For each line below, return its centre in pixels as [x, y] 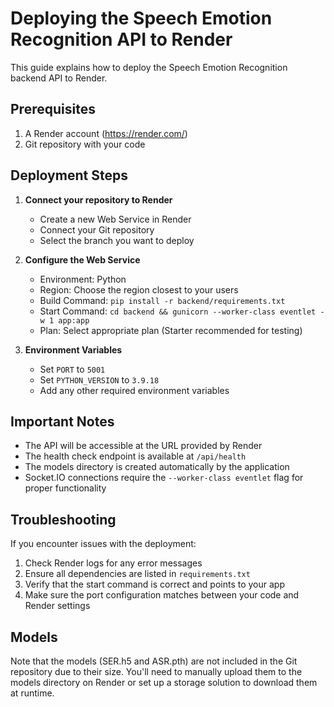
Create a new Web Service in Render [115, 219]
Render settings [57, 606]
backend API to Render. [59, 78]
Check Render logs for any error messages [113, 563]
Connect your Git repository [97, 229]
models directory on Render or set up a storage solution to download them [164, 682]
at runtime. [32, 693]
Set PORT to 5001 [72, 369]
